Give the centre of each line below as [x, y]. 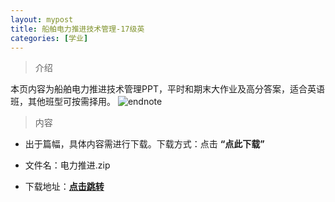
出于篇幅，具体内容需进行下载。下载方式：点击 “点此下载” [144, 144]
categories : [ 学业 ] [49, 38]
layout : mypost [42, 19]
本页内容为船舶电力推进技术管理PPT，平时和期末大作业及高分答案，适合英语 [167, 89]
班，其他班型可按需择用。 [63, 102]
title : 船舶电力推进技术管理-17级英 [77, 29]
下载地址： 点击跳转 [64, 187]
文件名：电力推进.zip [67, 165]
